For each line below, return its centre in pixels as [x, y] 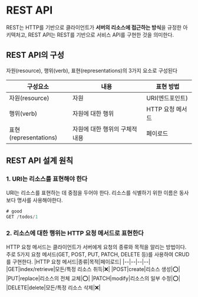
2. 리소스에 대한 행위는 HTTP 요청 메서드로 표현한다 [75, 233]
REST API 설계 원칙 [40, 161]
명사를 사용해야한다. [40, 200]
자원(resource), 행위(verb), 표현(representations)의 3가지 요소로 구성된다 [92, 70]
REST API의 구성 [35, 55]
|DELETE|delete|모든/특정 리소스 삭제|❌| [53, 288]
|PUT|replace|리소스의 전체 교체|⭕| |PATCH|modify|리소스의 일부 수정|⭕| [93, 279]
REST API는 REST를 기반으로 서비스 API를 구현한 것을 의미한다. [101, 35]
